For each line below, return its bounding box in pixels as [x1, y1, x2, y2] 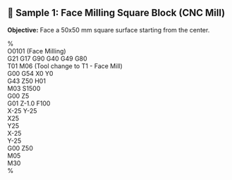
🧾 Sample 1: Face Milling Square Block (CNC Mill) [7, 7, 226, 19]
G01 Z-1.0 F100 [7, 99, 51, 108]
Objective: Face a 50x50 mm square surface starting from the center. [7, 25, 210, 34]
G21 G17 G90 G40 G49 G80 [7, 54, 87, 63]
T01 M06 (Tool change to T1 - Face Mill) [7, 61, 123, 70]
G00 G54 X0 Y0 [7, 69, 54, 77]
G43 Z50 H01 [7, 77, 46, 85]
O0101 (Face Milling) [7, 46, 66, 55]
